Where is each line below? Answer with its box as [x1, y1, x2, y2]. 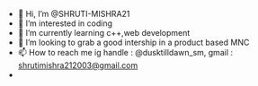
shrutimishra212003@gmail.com [17, 60, 138, 71]
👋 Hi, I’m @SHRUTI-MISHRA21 [17, 9, 130, 19]
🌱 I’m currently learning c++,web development [17, 28, 191, 38]
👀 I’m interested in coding [17, 18, 113, 29]
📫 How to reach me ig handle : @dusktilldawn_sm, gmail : [17, 47, 234, 57]
